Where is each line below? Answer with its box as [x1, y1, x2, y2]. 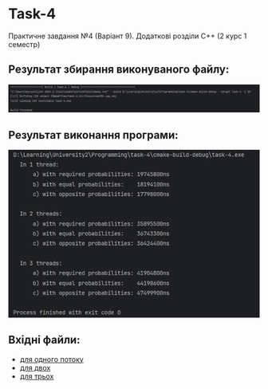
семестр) [8, 39, 41, 49]
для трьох [19, 371, 54, 381]
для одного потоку [19, 354, 84, 363]
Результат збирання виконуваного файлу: [8, 63, 230, 77]
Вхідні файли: [8, 333, 81, 347]
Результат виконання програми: [8, 128, 179, 142]
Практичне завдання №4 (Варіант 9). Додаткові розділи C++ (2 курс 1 [8, 31, 247, 41]
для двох [19, 363, 51, 372]
